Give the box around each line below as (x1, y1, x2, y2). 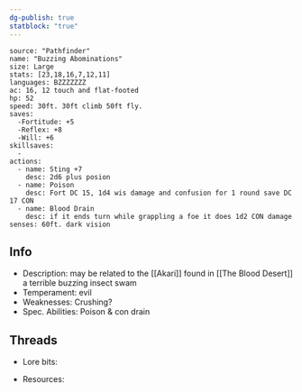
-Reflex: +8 (17, 125, 63, 134)
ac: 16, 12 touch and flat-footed (9, 86, 140, 95)
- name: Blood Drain (17, 204, 95, 213)
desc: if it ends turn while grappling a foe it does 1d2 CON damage (25, 212, 293, 221)
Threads (9, 333, 59, 348)
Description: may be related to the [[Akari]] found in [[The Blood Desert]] (22, 268, 293, 279)
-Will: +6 (17, 132, 54, 142)
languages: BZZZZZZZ (9, 77, 87, 87)
